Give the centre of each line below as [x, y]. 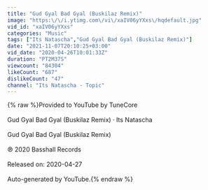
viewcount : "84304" [36, 66]
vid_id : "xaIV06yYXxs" [40, 27]
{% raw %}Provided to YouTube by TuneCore [72, 105]
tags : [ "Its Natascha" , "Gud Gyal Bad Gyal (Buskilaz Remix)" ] [100, 40]
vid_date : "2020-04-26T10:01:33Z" [58, 53]
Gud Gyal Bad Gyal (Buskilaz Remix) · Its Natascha [80, 120]
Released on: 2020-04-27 [45, 164]
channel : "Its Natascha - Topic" [56, 85]
